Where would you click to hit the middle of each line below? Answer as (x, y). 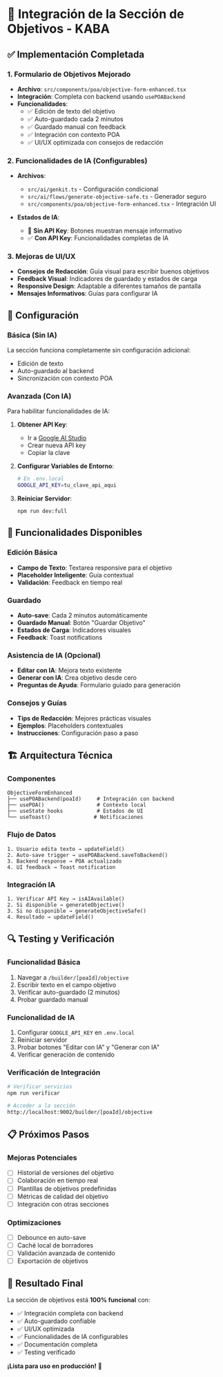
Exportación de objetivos (52, 1261)
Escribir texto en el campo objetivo (67, 984)
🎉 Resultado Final (45, 1283)
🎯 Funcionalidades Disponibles (75, 533)
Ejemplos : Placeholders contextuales (70, 726)
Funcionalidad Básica (44, 962)
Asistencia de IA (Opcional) (54, 655)
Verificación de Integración (54, 1072)
